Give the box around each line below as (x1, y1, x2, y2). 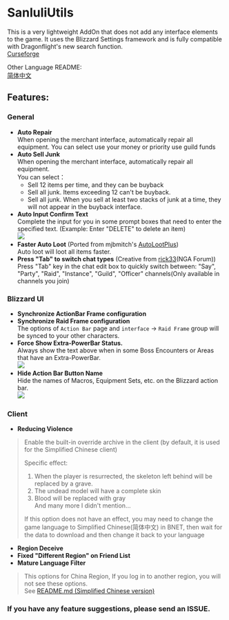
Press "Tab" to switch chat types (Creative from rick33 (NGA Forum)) (17, 254, 216, 263)
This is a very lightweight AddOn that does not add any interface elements (7, 28, 219, 36)
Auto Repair (17, 128, 52, 136)
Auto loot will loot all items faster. (17, 247, 112, 256)
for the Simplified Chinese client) (23, 446, 118, 454)
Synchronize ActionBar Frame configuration (17, 309, 147, 318)
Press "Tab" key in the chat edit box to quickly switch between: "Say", (17, 262, 216, 270)
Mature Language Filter (17, 559, 86, 567)
